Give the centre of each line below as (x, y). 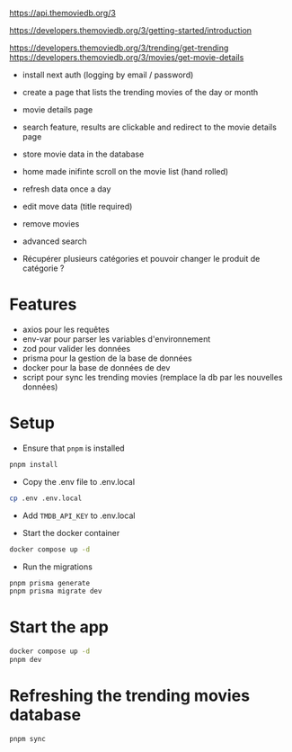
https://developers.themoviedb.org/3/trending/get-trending (119, 48)
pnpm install (34, 464)
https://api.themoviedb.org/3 (63, 13)
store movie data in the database (83, 154)
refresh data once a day (66, 189)
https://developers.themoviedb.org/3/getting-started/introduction (131, 30)
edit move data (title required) (77, 206)
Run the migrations (57, 567)
